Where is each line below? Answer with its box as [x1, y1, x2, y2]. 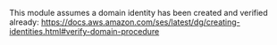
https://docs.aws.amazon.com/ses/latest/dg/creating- [40, 17, 241, 27]
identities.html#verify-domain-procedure [9, 26, 160, 36]
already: [9, 17, 39, 27]
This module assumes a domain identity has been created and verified [9, 8, 268, 18]
